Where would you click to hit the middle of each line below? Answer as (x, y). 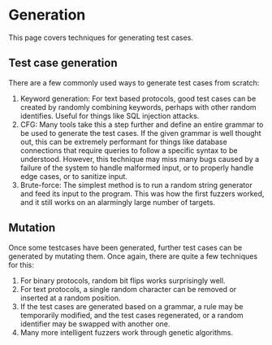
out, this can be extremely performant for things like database (123, 142)
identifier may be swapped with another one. (95, 324)
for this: (22, 264)
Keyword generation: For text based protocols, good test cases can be (138, 98)
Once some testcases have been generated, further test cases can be (125, 247)
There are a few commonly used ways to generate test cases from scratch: (134, 82)
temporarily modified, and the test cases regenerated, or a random (132, 315)
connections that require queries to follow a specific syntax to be (129, 150)
